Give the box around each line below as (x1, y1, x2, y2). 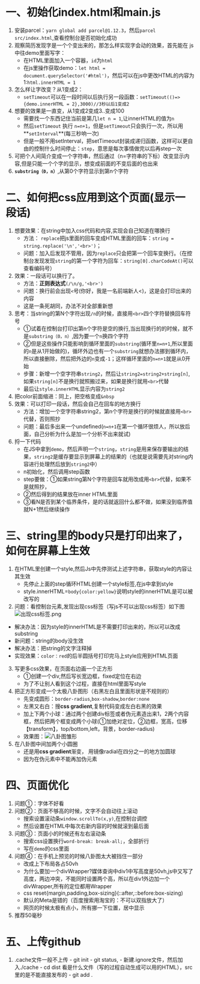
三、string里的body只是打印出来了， (5, 529, 189, 543)
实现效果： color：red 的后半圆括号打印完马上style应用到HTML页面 (14, 652, 178, 659)
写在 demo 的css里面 (23, 845, 70, 852)
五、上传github (5, 935, 82, 948)
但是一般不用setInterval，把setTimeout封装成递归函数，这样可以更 (23, 137, 188, 145)
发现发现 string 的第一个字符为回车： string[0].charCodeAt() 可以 (34, 257, 194, 264)
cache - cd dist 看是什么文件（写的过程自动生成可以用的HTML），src (23, 964, 193, 971)
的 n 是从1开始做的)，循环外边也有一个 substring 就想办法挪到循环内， (23, 347, 192, 354)
